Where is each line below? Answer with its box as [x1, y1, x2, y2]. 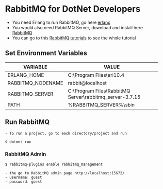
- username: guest [5, 175, 42, 180]
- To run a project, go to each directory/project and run [5, 131, 127, 136]
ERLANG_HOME [7, 71, 45, 78]
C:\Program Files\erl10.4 [67, 71, 125, 78]
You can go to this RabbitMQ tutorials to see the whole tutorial [12, 35, 136, 41]
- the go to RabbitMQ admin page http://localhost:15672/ [5, 171, 125, 175]
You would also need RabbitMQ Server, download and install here [12, 24, 143, 30]
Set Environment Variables [5, 49, 87, 57]
